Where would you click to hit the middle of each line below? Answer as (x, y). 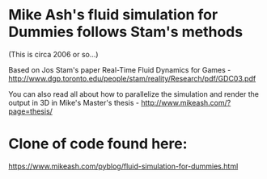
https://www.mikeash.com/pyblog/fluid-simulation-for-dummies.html (123, 166)
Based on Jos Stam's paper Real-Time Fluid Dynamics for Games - (120, 69)
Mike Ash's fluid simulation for (113, 15)
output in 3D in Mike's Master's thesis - (74, 102)
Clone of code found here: (98, 144)
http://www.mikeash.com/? (186, 102)
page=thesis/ (30, 111)
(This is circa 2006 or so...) (53, 54)
